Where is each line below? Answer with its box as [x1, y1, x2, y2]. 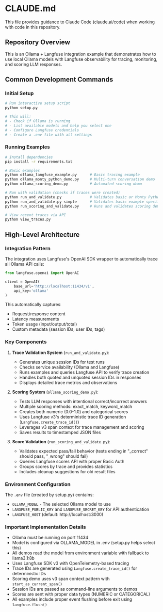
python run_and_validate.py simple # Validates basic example [5, 199, 145, 204]
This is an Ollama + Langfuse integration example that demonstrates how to [5, 51, 156, 57]
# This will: [5, 114, 32, 119]
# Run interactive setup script [5, 101, 70, 106]
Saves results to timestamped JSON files [19, 429, 101, 435]
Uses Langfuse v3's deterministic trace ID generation [19, 414, 126, 419]
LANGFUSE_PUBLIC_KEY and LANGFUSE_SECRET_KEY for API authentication [12, 506, 149, 512]
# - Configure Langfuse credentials [5, 128, 79, 132]
